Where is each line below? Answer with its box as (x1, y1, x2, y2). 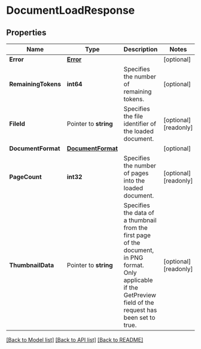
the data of (123, 209, 154, 217)
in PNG (123, 254, 144, 262)
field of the (123, 299, 154, 306)
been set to (123, 314, 156, 321)
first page (123, 231, 151, 239)
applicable (123, 276, 153, 284)
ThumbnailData (9, 261, 54, 269)
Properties (6, 28, 47, 38)
